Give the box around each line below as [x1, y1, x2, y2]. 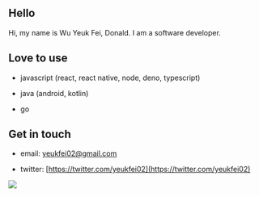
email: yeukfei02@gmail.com [19, 149, 117, 158]
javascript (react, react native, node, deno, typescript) [19, 73, 201, 82]
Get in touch [8, 128, 71, 141]
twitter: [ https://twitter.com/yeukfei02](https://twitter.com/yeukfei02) [19, 165, 251, 174]
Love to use [8, 52, 68, 65]
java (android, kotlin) [19, 88, 89, 98]
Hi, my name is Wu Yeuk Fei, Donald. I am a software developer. [8, 27, 221, 37]
